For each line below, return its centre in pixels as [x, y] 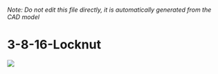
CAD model [24, 16]
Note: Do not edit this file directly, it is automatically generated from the [109, 10]
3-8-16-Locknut [54, 44]
